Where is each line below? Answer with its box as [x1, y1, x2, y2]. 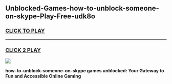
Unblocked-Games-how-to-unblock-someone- [5, 4, 160, 13]
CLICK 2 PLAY [5, 46, 41, 53]
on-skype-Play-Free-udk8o [5, 12, 96, 21]
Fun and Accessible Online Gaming [5, 73, 81, 79]
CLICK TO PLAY [5, 27, 45, 35]
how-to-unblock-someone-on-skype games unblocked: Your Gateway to [5, 67, 164, 73]
